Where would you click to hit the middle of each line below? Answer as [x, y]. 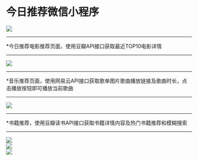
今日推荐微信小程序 [53, 12]
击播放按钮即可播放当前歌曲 [40, 88]
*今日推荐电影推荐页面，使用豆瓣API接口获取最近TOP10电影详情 [84, 46]
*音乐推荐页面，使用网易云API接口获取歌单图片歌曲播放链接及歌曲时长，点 [97, 81]
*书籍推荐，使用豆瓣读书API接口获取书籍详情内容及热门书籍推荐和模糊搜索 [97, 123]
